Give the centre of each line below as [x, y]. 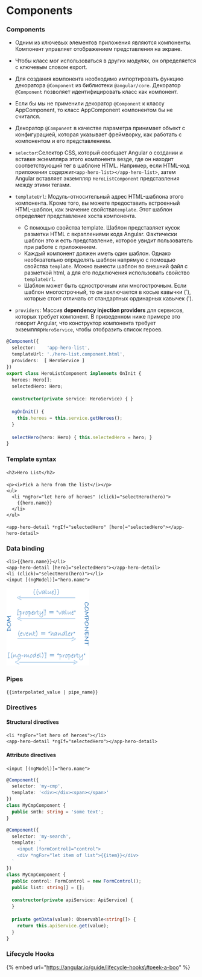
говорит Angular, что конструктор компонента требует [85, 323]
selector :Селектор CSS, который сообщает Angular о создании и [99, 153]
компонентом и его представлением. [63, 141]
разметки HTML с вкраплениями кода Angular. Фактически [100, 234]
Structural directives [33, 722]
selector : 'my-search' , [41, 836]
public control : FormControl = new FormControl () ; [77, 881]
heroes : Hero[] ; [32, 380]
